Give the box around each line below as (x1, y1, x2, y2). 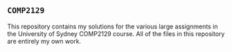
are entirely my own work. (7, 37, 82, 45)
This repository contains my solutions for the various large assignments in (7, 22, 218, 31)
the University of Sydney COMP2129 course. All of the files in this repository (7, 29, 225, 37)
